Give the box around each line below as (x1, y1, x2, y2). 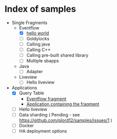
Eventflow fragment (26, 96, 67, 102)
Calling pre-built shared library (26, 53, 89, 58)
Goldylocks (26, 36, 50, 41)
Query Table (19, 90, 45, 96)
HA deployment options (19, 128, 67, 134)
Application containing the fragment (26, 101, 99, 107)
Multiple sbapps (26, 58, 59, 64)
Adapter (26, 69, 43, 75)
